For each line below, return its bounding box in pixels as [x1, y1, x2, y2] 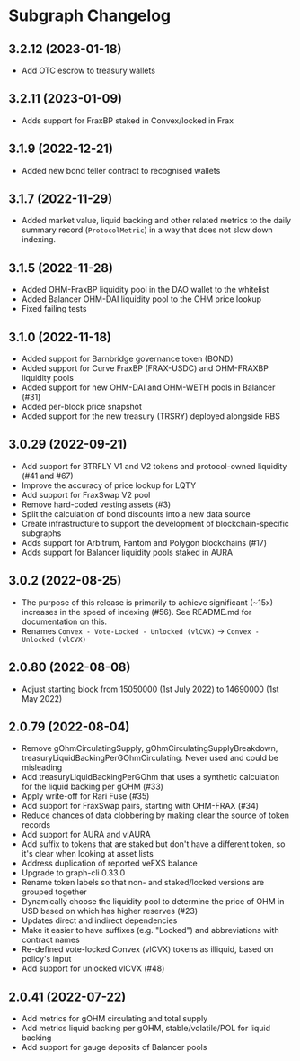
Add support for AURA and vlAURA [21, 830, 151, 840]
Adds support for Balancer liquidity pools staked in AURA [21, 547, 234, 558]
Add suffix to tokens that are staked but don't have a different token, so [21, 839, 286, 849]
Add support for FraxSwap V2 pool [21, 489, 151, 500]
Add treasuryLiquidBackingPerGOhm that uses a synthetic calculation [21, 772, 280, 783]
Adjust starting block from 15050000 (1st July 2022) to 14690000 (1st [21, 684, 279, 694]
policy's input [21, 954, 72, 965]
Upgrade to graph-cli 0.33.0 [21, 867, 126, 878]
